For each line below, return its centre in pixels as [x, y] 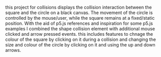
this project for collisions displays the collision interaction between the [78, 7]
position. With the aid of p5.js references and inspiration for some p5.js [79, 23]
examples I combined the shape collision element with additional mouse [80, 29]
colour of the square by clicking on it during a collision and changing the [80, 39]
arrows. [13, 50]
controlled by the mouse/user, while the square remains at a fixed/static [80, 18]
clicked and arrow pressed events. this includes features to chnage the [79, 34]
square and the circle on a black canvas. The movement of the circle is [79, 13]
